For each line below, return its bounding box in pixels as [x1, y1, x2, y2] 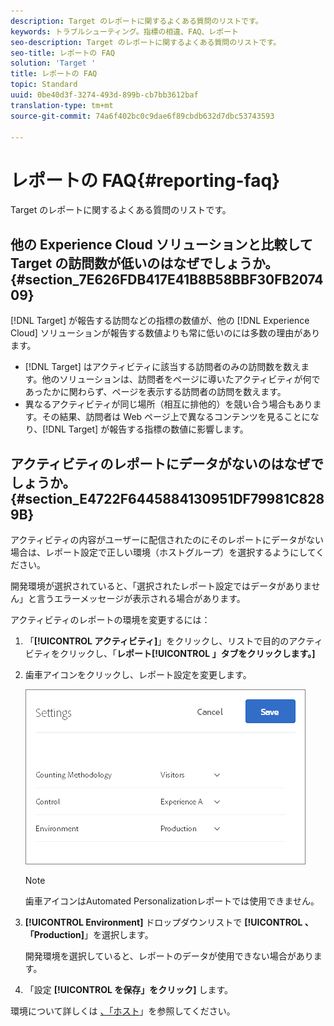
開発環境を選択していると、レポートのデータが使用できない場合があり [24, 950, 314, 962]
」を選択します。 [84, 928, 154, 940]
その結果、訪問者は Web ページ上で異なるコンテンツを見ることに [41, 411, 311, 423]
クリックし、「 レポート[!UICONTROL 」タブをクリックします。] [59, 647, 316, 659]
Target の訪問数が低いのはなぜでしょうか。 [10, 255, 279, 272]
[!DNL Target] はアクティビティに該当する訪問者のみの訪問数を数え [24, 361, 302, 373]
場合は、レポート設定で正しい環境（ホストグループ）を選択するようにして [10, 546, 317, 558]
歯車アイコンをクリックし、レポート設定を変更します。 [24, 668, 252, 680]
